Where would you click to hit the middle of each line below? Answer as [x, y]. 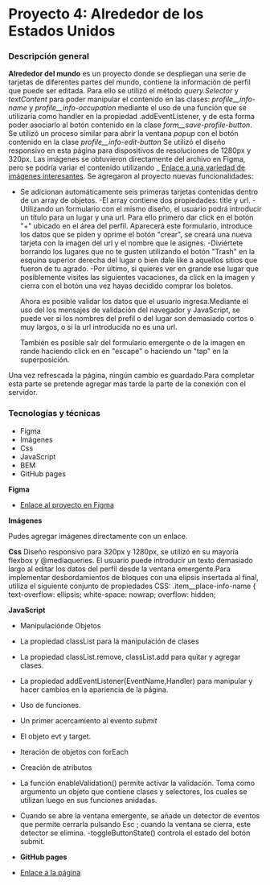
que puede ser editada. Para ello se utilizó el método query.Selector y [123, 91]
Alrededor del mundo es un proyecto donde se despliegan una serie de [127, 74]
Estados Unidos [62, 31]
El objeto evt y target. [55, 736]
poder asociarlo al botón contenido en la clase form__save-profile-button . [131, 125]
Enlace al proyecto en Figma [67, 504]
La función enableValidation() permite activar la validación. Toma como [137, 783]
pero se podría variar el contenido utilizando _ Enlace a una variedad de [127, 168]
